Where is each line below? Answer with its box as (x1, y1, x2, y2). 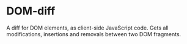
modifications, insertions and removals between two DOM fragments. (6, 30, 182, 37)
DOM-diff (6, 4, 56, 18)
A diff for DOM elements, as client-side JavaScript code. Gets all (6, 24, 169, 31)
